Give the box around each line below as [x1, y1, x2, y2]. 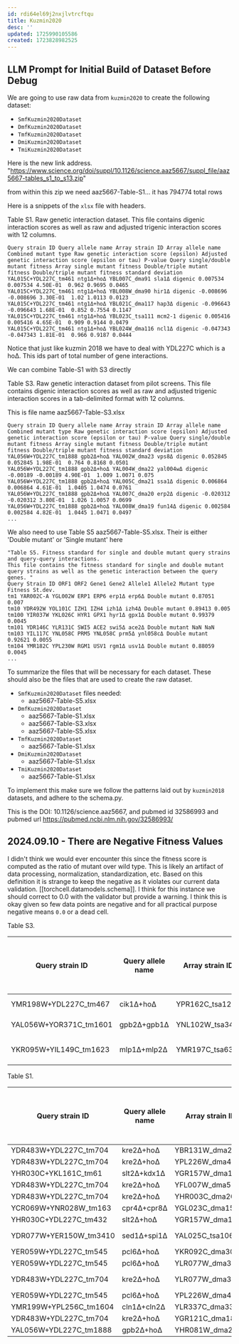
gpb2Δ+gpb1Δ [119, 1019, 169, 1029]
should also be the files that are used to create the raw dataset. [7, 674, 193, 684]
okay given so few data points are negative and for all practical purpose [7, 900, 218, 908]
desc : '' [7, 24, 33, 31]
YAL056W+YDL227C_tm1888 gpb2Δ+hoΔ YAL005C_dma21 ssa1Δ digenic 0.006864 [7, 478, 228, 485]
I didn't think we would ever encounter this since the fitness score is [7, 854, 208, 863]
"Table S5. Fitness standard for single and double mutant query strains [7, 549, 231, 556]
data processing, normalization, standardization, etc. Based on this [7, 870, 203, 878]
